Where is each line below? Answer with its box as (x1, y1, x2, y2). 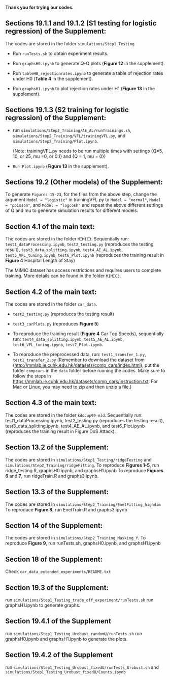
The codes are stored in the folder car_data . (5, 301, 97, 307)
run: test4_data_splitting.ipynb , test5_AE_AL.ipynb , (12, 336, 124, 342)
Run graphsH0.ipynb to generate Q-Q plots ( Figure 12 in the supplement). (12, 60, 165, 66)
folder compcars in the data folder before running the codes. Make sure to (12, 368, 165, 374)
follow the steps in (12, 373, 51, 379)
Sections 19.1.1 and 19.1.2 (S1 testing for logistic (5, 19, 157, 28)
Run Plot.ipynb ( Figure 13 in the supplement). (12, 163, 109, 169)
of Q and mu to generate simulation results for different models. (5, 207, 139, 213)
